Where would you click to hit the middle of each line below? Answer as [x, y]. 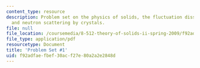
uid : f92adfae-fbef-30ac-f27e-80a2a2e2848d [61, 56]
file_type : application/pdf [41, 39]
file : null [20, 28]
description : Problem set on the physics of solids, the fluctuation [94, 17]
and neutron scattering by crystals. [58, 22]
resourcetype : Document [36, 45]
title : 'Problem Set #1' [37, 50]
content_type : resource [36, 12]
